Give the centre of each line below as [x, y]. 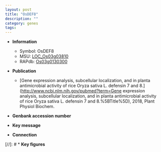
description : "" [22, 19]
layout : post [18, 10]
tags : [11, 28]
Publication [24, 71]
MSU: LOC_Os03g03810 [44, 56]
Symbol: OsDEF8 [37, 51]
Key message [26, 126]
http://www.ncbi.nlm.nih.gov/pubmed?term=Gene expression [83, 91]
